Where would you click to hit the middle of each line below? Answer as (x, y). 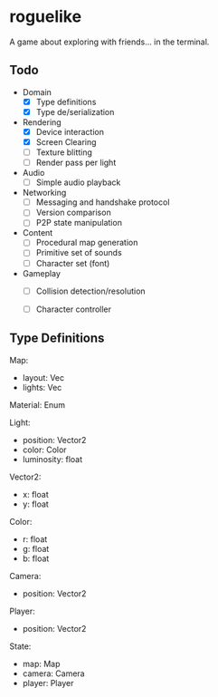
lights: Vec (42, 387)
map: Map (41, 663)
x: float (35, 494)
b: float (36, 558)
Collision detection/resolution (91, 291)
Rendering (42, 122)
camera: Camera (53, 673)
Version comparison (73, 213)
